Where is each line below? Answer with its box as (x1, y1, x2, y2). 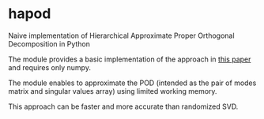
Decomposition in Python (8, 39, 91, 48)
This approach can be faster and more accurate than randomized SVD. (8, 102, 239, 111)
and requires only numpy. (8, 62, 91, 72)
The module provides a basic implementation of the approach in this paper (8, 54, 251, 64)
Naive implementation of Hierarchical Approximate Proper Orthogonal (8, 31, 235, 40)
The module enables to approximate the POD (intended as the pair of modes (8, 78, 257, 87)
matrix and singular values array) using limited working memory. (8, 86, 217, 95)
